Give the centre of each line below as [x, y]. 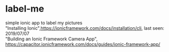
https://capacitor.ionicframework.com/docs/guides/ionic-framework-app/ [83, 44]
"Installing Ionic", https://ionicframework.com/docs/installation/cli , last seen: [85, 28]
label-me [25, 9]
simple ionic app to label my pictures [44, 23]
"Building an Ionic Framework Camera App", [52, 39]
